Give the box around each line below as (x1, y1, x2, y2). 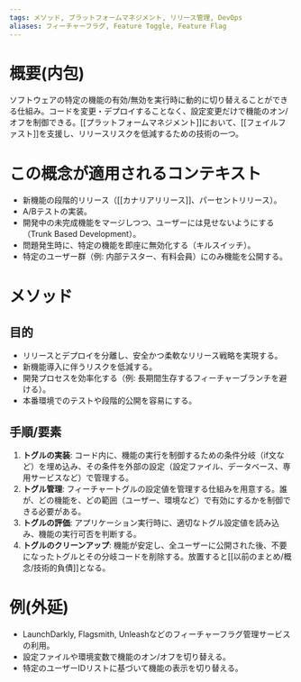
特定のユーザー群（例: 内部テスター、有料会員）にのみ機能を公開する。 (22, 251, 288, 262)
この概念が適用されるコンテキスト (9, 163, 262, 184)
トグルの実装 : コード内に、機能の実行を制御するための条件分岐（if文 (22, 450, 277, 460)
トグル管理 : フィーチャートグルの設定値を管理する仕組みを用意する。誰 (22, 484, 288, 495)
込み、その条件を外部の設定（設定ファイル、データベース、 (61, 461, 284, 472)
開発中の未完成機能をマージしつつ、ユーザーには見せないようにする (22, 217, 275, 228)
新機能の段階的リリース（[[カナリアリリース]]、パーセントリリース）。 (22, 195, 282, 205)
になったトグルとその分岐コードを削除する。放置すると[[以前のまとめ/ (22, 551, 284, 562)
